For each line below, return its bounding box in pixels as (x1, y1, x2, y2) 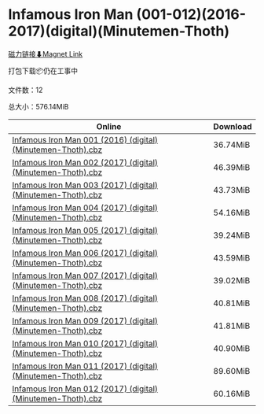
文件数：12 (8, 85, 43, 94)
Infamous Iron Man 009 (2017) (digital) (12, 315, 159, 326)
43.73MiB (213, 184, 251, 195)
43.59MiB (213, 252, 251, 263)
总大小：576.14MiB (8, 102, 69, 111)
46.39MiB (213, 161, 251, 172)
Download (213, 120, 252, 131)
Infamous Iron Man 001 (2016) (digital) (12, 134, 159, 145)
